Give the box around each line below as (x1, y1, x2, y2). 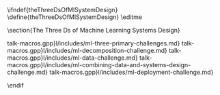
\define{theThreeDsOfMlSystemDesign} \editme (7, 13, 142, 21)
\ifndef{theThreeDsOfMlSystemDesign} (7, 6, 118, 14)
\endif (7, 81, 24, 89)
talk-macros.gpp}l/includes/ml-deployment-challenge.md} (49, 68, 214, 76)
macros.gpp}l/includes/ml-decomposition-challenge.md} (7, 47, 167, 54)
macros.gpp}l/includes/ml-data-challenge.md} (7, 54, 138, 62)
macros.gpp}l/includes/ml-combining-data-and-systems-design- (7, 61, 191, 69)
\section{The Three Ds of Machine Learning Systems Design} (7, 26, 181, 34)
